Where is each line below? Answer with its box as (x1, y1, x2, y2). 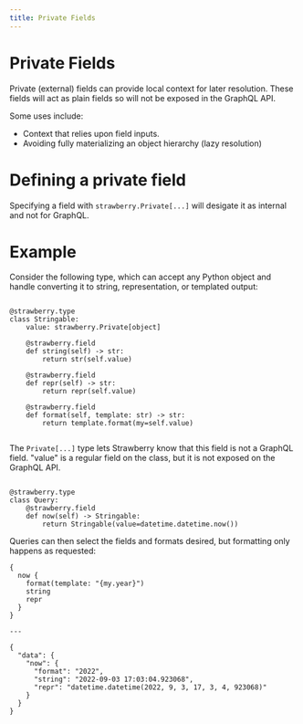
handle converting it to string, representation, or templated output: (9, 281, 258, 292)
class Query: (9, 496, 59, 505)
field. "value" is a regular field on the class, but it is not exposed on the (9, 453, 276, 464)
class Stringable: (9, 315, 79, 324)
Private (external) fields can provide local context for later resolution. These (9, 83, 294, 94)
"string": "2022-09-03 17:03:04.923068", (33, 675, 194, 685)
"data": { (17, 651, 55, 660)
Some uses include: (9, 110, 84, 121)
